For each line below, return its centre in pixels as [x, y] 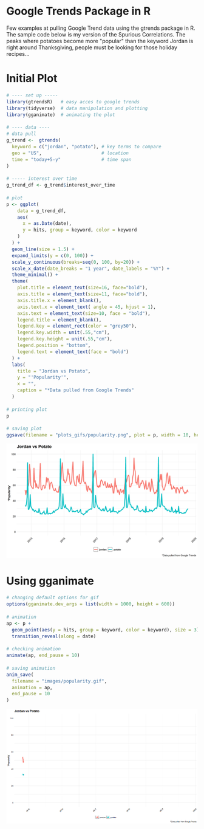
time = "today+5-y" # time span [72, 159]
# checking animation [34, 649]
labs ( [19, 365]
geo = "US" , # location [70, 153]
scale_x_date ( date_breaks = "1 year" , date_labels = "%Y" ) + [91, 269]
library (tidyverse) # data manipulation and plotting [77, 108]
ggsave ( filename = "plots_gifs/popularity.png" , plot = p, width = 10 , [99, 435]
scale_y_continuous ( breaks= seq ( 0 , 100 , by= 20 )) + [76, 262]
